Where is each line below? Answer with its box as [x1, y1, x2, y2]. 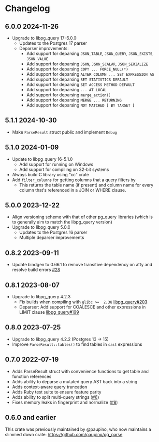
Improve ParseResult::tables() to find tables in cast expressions [12, 341, 143, 347]
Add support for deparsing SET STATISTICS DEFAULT [26, 76, 129, 82]
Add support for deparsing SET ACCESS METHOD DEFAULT [26, 82, 135, 87]
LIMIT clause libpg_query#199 [19, 309, 79, 315]
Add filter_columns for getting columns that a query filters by [12, 177, 136, 183]
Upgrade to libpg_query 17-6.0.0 [12, 35, 77, 41]
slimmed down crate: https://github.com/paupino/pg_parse [5, 431, 123, 437]
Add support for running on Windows [19, 161, 93, 167]
